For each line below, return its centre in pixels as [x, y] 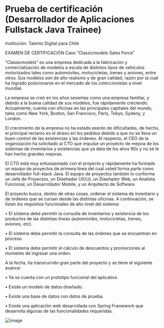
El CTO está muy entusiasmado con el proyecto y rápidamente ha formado [80, 163]
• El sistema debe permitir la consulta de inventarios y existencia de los [77, 213]
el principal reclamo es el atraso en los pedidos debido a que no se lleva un [81, 133]
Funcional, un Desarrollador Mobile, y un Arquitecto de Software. [70, 184]
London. [13, 118]
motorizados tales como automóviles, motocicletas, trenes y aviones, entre [81, 72]
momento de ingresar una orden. [38, 253]
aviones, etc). [19, 224]
